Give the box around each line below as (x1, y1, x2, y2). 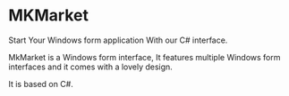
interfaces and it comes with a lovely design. (8, 61, 174, 72)
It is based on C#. (8, 78, 73, 89)
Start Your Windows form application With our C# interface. (8, 35, 228, 45)
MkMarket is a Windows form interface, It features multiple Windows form (8, 52, 281, 62)
